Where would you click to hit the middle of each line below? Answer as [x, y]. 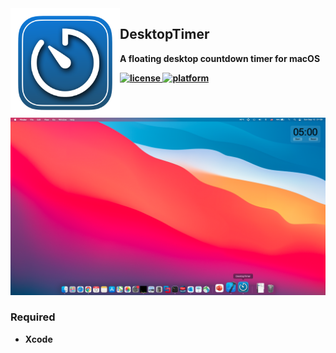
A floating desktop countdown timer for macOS [220, 58]
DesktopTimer [164, 34]
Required [33, 317]
